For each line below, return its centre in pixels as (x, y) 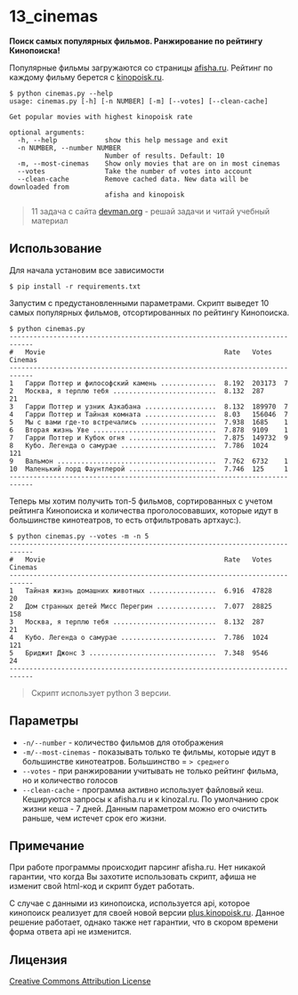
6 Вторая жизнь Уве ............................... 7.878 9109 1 (149, 430)
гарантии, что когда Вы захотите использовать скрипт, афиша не (133, 877)
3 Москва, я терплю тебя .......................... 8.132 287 (137, 622)
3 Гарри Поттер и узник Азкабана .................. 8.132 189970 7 (149, 407)
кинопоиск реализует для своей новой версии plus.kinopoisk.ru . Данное (147, 913)
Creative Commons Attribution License (80, 982)
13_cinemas (54, 16)
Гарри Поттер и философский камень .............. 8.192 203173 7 (157, 383)
